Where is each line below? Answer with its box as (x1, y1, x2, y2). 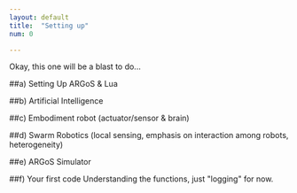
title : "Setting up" (9, 21, 90, 30)
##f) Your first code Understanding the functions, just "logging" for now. (9, 174, 274, 184)
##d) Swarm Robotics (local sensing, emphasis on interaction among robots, (9, 130, 289, 141)
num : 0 (9, 29, 34, 38)
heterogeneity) (9, 139, 64, 151)
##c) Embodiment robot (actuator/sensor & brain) (9, 112, 190, 124)
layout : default (9, 12, 69, 22)
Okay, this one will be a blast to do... (9, 61, 142, 72)
